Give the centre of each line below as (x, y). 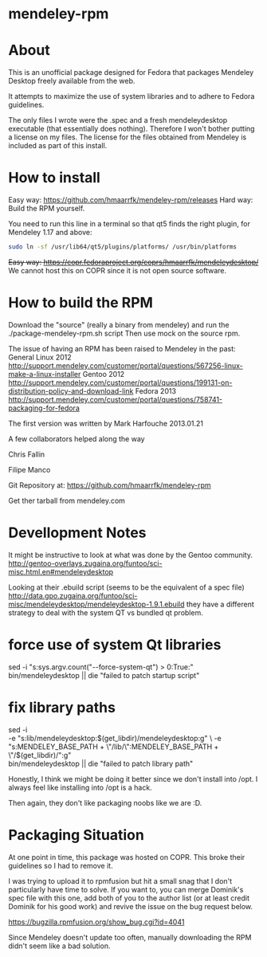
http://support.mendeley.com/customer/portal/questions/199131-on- (120, 382)
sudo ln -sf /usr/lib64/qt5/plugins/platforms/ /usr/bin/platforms (123, 247)
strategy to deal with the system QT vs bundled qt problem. (106, 612)
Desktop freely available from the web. (72, 81)
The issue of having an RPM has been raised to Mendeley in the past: (122, 348)
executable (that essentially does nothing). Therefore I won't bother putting (132, 129)
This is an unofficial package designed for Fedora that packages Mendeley (131, 73)
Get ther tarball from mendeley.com (67, 500)
